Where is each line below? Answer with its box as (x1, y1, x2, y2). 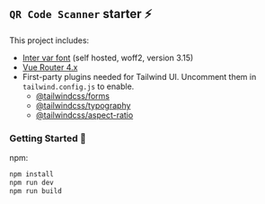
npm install (9, 170, 54, 179)
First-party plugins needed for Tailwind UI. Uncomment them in (22, 71, 257, 82)
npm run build (9, 186, 63, 195)
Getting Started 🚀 (9, 132, 87, 145)
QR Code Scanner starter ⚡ (9, 6, 153, 22)
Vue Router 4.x (22, 61, 78, 73)
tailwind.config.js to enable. (22, 81, 135, 92)
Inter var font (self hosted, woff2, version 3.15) (22, 52, 194, 63)
